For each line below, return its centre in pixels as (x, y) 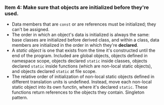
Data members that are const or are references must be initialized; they (84, 24)
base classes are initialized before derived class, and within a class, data (85, 40)
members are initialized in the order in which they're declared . (75, 45)
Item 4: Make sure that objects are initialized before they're (77, 7)
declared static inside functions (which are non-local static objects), (82, 66)
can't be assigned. (31, 30)
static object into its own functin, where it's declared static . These (80, 87)
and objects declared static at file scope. (54, 71)
